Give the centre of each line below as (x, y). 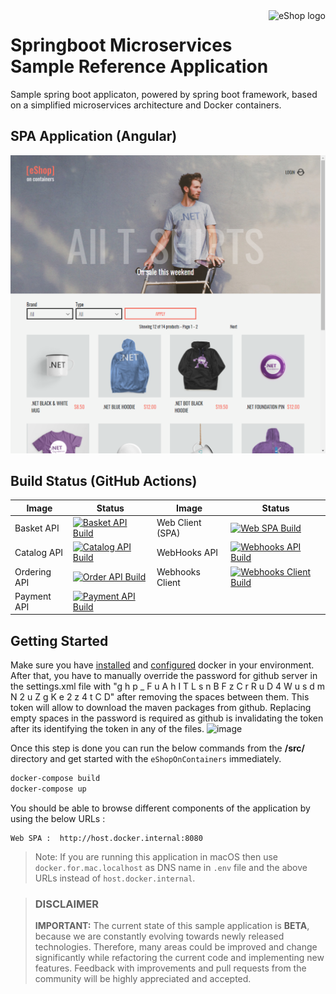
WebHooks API (187, 552)
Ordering (33, 571)
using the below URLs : (58, 819)
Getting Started (59, 640)
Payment (33, 596)
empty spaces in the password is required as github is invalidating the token (167, 718)
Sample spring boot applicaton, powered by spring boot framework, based (164, 94)
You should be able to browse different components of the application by (160, 808)
